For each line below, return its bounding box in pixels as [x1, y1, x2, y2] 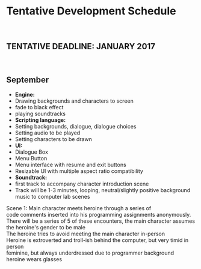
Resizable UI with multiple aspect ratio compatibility [14, 167, 143, 175]
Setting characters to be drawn [14, 135, 92, 142]
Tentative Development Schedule [6, 4, 176, 18]
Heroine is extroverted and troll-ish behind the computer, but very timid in [6, 236, 189, 244]
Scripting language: [14, 116, 66, 124]
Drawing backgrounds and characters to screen [14, 97, 134, 104]
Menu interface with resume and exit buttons [14, 161, 126, 168]
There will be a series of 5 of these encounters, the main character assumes [6, 217, 196, 225]
